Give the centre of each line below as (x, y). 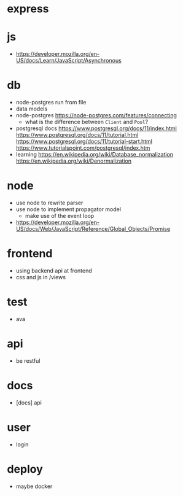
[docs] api (29, 402)
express (28, 9)
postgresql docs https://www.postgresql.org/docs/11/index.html (96, 128)
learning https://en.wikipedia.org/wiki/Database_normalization (95, 155)
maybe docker (34, 486)
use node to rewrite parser (49, 203)
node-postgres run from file (51, 103)
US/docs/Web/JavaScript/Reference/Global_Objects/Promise (93, 229)
